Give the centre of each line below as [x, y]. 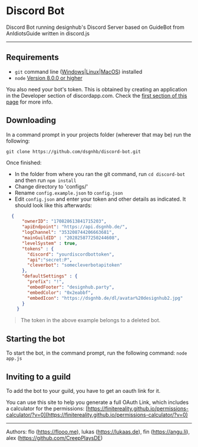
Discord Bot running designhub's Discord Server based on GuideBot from [95, 27]
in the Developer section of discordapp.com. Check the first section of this [97, 95]
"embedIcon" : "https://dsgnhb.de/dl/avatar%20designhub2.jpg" [105, 298]
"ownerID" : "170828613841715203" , [64, 221]
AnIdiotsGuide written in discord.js [48, 33]
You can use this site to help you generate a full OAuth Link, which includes [98, 402]
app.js [14, 359]
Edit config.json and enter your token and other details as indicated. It [100, 199]
